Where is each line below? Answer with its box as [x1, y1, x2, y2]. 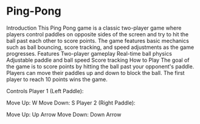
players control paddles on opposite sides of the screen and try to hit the [6, 30, 189, 38]
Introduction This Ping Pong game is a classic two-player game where [6, 24, 182, 31]
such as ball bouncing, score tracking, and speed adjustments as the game [6, 44, 195, 51]
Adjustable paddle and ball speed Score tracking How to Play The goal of [6, 56, 190, 64]
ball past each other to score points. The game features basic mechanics [6, 37, 190, 44]
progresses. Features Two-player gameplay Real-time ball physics [6, 50, 172, 57]
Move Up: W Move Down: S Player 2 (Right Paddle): [6, 99, 136, 106]
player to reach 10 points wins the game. [6, 76, 108, 83]
